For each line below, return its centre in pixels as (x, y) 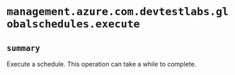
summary (23, 48)
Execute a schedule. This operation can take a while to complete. (102, 64)
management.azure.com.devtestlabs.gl (118, 12)
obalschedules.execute (73, 24)
